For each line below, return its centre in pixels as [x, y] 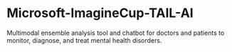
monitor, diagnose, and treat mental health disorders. [84, 40]
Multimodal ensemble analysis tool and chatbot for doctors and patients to [116, 33]
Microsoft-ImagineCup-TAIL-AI [100, 13]
